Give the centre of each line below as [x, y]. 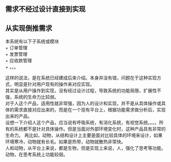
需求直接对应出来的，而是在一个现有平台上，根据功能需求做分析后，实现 [90, 110]
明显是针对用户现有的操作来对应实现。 [54, 84]
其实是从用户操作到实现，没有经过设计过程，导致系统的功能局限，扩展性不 [83, 90]
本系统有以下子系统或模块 [32, 41]
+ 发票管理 [17, 54]
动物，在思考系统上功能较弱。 [36, 154]
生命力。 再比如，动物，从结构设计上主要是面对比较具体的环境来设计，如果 [84, 135]
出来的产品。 [19, 116]
